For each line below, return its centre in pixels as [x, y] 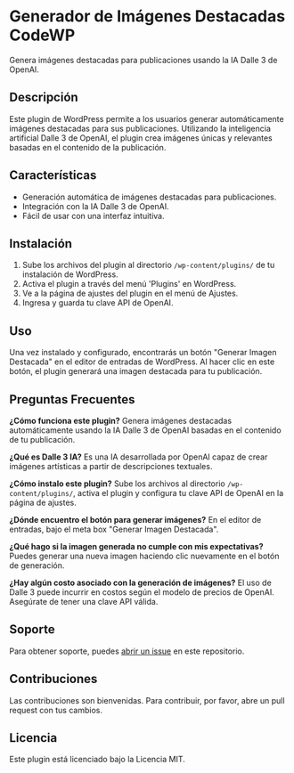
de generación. [37, 566]
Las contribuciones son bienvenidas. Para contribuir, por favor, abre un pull [147, 700]
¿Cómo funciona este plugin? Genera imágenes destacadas [121, 421]
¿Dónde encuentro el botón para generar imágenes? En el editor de [135, 520]
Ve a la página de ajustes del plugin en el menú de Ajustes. [130, 293]
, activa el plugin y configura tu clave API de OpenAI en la [178, 493]
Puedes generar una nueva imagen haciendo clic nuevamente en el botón [144, 556]
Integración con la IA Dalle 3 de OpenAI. [95, 206]
